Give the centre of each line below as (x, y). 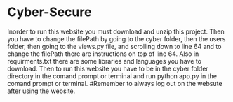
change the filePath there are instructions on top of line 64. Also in (103, 54)
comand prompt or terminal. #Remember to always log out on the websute (115, 83)
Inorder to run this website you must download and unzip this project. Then (116, 31)
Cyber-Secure (49, 12)
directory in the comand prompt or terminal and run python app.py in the (112, 76)
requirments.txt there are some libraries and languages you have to (105, 61)
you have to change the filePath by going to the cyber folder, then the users (116, 38)
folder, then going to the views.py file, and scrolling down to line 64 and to (114, 46)
